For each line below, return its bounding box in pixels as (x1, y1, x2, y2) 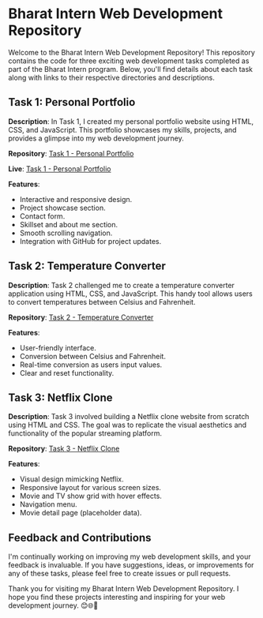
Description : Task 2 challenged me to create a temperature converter (8, 280, 235, 290)
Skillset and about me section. (19, 219, 118, 229)
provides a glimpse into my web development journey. (8, 133, 184, 143)
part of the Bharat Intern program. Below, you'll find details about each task (8, 64, 254, 73)
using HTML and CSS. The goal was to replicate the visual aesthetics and (8, 420, 247, 430)
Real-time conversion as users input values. (19, 360, 163, 369)
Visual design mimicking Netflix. (19, 474, 124, 484)
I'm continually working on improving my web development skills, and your (8, 552, 251, 561)
